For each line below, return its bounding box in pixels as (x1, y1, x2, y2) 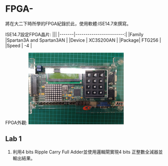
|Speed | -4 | (5, 42, 32, 48)
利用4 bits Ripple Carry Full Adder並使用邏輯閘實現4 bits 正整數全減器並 (12, 149, 163, 155)
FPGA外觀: (5, 119, 28, 125)
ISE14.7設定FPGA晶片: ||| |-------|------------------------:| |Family (5, 31, 144, 37)
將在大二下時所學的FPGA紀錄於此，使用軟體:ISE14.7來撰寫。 (5, 20, 131, 26)
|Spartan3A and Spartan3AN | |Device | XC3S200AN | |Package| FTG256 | (5, 37, 161, 43)
